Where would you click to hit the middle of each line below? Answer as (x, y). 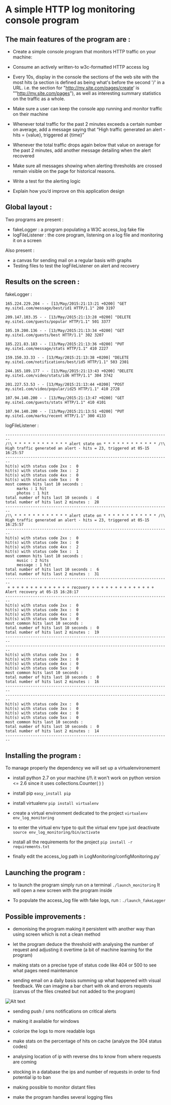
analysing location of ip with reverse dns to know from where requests (87, 1057)
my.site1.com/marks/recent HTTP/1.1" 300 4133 (56, 416)
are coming (25, 1062)
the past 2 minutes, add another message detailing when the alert (82, 150)
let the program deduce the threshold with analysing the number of (83, 944)
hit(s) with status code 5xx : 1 (42, 551)
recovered (23, 156)
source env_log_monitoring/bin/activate (56, 833)
